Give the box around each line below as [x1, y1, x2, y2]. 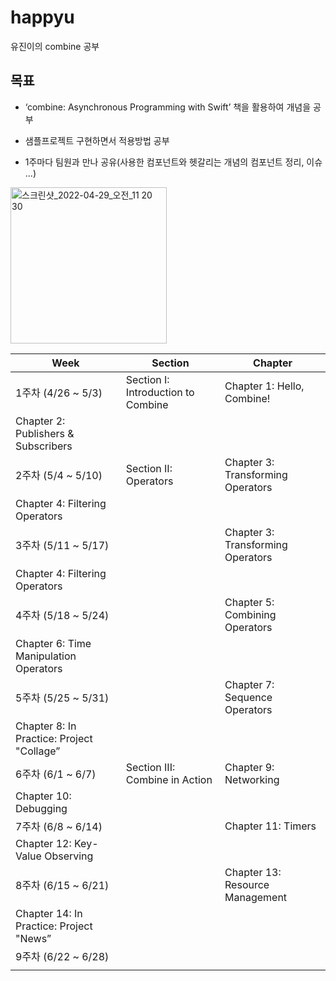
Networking [224, 772, 280, 786]
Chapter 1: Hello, [224, 379, 305, 393]
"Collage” [15, 744, 61, 758]
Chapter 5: [224, 595, 275, 609]
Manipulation [15, 649, 77, 663]
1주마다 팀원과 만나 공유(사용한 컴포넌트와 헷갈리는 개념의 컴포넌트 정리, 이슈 [24, 156, 323, 168]
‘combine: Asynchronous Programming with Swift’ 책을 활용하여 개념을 [24, 101, 312, 113]
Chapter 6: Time [15, 636, 92, 650]
